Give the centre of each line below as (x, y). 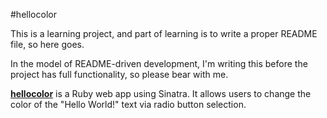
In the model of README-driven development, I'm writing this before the (159, 63)
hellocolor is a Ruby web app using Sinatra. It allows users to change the (161, 93)
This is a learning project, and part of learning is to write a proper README (164, 33)
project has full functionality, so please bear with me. (119, 74)
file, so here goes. (47, 44)
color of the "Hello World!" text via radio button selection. (128, 104)
